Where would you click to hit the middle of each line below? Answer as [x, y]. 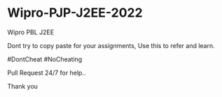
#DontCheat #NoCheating [45, 59]
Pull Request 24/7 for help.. [47, 73]
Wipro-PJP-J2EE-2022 [75, 13]
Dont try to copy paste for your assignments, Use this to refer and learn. [111, 45]
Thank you [23, 86]
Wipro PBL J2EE [31, 32]
